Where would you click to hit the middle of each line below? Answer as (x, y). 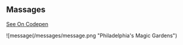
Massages (26, 10)
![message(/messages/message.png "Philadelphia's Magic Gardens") (92, 36)
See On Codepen (27, 24)
